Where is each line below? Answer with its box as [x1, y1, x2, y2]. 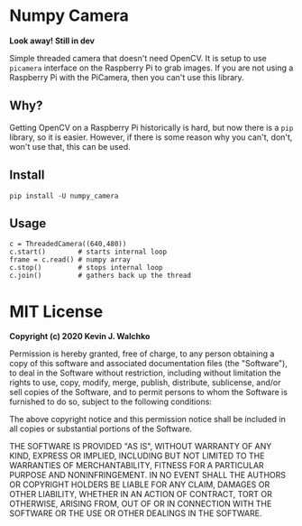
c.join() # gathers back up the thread [9, 272, 192, 281]
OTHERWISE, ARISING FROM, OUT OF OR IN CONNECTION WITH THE [9, 498, 272, 510]
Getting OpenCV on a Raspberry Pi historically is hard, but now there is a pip [9, 122, 294, 133]
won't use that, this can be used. [9, 141, 131, 152]
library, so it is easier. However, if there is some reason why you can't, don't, [9, 132, 293, 143]
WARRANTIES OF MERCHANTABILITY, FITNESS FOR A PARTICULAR [9, 460, 264, 471]
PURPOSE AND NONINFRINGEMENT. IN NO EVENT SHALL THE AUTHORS [9, 470, 287, 481]
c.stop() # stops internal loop [9, 263, 164, 272]
